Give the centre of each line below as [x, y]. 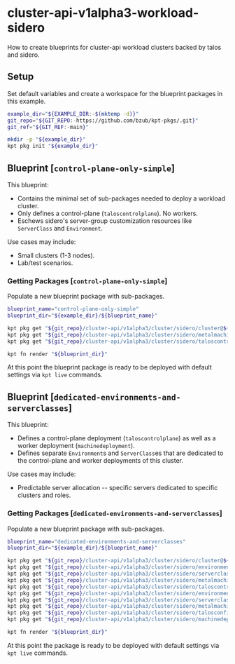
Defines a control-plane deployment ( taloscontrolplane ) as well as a [116, 438]
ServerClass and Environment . [60, 228]
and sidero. [23, 55]
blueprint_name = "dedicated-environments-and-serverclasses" [97, 541]
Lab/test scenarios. [45, 263]
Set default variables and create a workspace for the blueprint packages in [115, 93]
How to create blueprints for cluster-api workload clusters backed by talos [114, 47]
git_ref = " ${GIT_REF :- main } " [48, 127]
